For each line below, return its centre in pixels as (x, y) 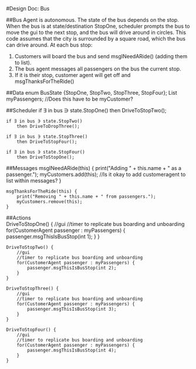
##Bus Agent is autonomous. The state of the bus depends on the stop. (92, 20)
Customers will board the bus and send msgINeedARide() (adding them (101, 56)
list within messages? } (34, 181)
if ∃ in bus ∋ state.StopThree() (47, 137)
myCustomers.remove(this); (50, 202)
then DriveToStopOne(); (46, 157)
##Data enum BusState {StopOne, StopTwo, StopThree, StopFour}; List (92, 93)
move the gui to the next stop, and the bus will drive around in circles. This (96, 32)
